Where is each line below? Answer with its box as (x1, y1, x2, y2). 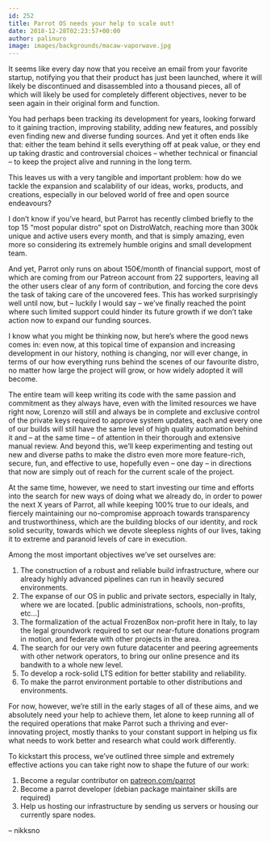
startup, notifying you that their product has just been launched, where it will (8, 73, 262, 82)
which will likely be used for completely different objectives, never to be (8, 90, 248, 99)
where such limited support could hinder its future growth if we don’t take (8, 307, 252, 317)
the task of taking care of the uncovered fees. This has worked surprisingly (8, 290, 258, 300)
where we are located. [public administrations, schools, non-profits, (19, 600, 246, 610)
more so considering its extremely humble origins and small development (8, 240, 252, 250)
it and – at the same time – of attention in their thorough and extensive (8, 433, 240, 443)
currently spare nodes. (19, 810, 96, 820)
